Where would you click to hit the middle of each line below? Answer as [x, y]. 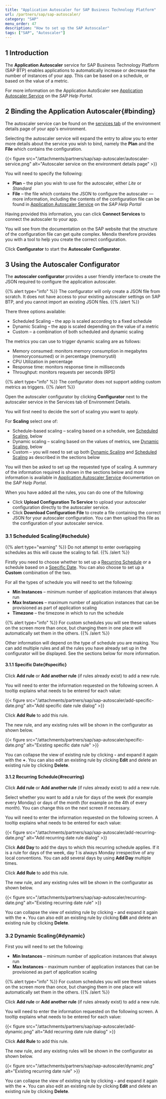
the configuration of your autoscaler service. [58, 523]
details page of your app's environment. [46, 129]
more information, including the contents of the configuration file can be [86, 199]
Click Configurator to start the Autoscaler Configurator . [63, 249]
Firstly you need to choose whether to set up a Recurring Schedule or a [78, 562]
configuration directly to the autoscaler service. [61, 507]
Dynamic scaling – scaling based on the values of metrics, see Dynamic [85, 442]
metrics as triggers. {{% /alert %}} [40, 387]
